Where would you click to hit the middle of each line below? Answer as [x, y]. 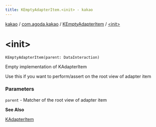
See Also [15, 110]
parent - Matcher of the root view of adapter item [56, 100]
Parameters [20, 89]
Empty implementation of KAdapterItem [46, 66]
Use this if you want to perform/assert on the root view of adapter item [78, 76]
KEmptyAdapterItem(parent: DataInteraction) [52, 57]
